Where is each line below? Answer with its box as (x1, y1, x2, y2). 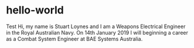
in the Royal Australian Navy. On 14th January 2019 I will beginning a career (6, 29, 189, 36)
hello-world (6, 4, 64, 17)
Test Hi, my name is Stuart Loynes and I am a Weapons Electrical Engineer (6, 23, 186, 30)
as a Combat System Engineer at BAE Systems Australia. (6, 35, 143, 42)
